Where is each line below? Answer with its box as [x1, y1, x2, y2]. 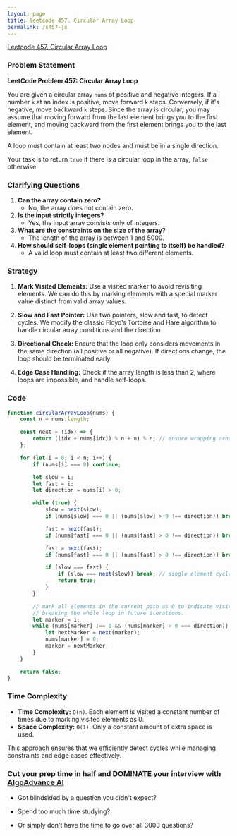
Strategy [7, 266, 38, 276]
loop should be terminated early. [17, 354, 112, 363]
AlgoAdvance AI [7, 777, 65, 787]
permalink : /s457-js [7, 23, 68, 30]
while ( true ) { [32, 499, 78, 507]
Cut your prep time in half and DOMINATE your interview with [7, 768, 221, 778]
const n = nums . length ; [20, 416, 90, 423]
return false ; [20, 668, 61, 675]
